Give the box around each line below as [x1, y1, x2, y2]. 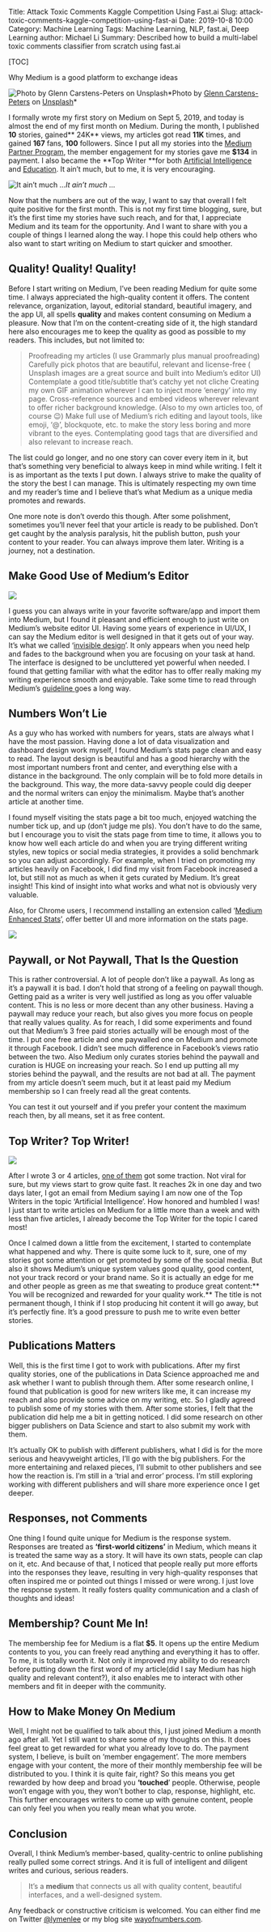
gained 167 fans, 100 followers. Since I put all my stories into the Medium [8, 138, 252, 148]
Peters [8, 97, 31, 106]
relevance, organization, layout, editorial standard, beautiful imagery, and [8, 300, 252, 310]
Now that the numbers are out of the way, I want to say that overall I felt [8, 196, 247, 205]
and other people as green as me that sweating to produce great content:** [8, 1281, 260, 1291]
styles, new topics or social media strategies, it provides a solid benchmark [8, 847, 259, 857]
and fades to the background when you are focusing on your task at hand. [8, 649, 256, 658]
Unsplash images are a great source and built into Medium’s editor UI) [28, 368, 261, 377]
